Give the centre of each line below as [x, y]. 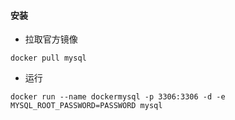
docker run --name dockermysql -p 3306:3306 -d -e [118, 97]
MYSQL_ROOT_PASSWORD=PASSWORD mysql [86, 106]
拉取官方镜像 [51, 39]
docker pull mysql [48, 58]
